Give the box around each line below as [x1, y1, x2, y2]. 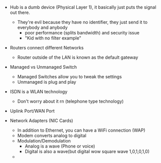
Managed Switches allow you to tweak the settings [17, 74, 122, 79]
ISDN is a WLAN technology [9, 89, 68, 94]
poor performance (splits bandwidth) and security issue [24, 30, 140, 35]
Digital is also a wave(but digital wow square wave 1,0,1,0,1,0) [24, 149, 150, 154]
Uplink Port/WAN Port [9, 108, 55, 114]
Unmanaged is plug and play [17, 79, 76, 85]
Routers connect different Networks [9, 45, 84, 50]
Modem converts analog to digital [17, 133, 86, 139]
